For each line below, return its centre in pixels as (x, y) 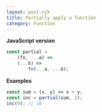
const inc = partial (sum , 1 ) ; (45, 98)
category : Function (31, 23)
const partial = (27, 52)
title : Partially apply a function (51, 18)
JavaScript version (31, 41)
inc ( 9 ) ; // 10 (24, 103)
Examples (19, 81)
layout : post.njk (28, 12)
